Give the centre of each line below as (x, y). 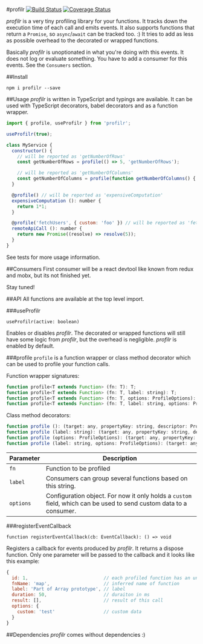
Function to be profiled (78, 468)
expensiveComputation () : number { (56, 201)
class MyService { (29, 145)
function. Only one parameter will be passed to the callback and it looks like (101, 554)
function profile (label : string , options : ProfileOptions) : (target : (97, 443)
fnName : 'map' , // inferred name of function (96, 583)
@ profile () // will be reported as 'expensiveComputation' (88, 195)
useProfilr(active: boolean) (43, 321)
